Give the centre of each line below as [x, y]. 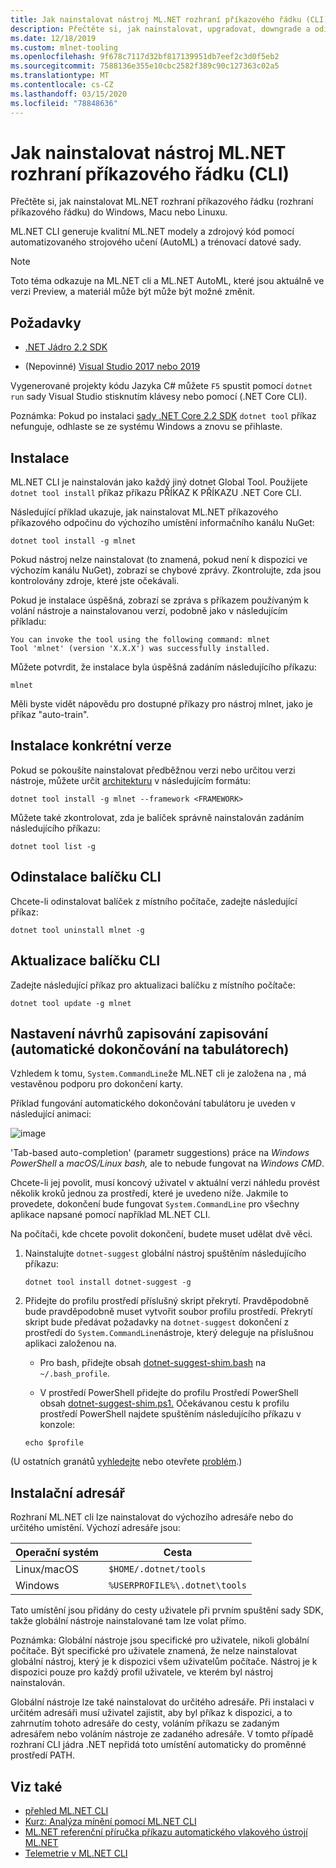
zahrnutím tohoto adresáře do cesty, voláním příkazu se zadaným [145, 1723]
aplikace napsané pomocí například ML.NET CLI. [110, 1215]
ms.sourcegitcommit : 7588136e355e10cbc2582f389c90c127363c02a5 [145, 66]
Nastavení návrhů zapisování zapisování [139, 1033]
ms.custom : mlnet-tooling [64, 47]
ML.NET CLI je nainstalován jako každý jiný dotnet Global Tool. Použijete [159, 482]
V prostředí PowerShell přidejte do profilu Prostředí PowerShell [169, 1393]
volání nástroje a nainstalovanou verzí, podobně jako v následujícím [149, 611]
